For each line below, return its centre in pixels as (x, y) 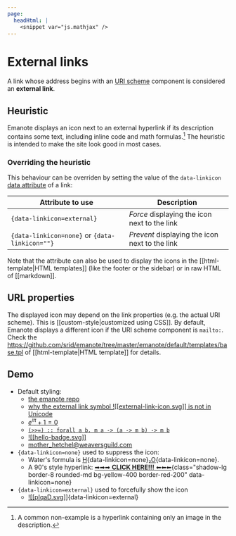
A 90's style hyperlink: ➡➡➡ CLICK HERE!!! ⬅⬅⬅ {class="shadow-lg (127, 467)
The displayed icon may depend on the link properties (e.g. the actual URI (114, 315)
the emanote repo (54, 399)
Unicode (40, 413)
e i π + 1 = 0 (43, 422)
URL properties (41, 298)
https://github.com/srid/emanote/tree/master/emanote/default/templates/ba (117, 344)
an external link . (31, 89)
